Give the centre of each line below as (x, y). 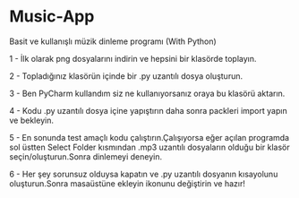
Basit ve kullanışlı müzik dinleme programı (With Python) (113, 41)
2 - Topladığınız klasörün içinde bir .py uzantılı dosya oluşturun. (126, 76)
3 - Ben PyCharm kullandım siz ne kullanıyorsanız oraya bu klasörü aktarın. (147, 93)
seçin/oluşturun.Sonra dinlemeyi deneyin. (86, 156)
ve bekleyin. (31, 120)
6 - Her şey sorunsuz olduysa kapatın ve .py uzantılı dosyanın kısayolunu (144, 174)
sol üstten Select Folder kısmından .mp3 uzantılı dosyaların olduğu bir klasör (150, 147)
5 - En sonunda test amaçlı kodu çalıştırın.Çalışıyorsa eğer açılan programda (149, 137)
